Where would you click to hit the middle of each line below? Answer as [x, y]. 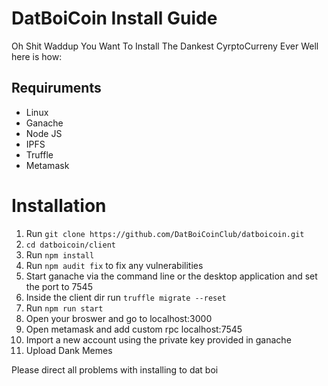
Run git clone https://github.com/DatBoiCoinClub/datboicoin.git [165, 233]
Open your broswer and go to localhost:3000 [119, 318]
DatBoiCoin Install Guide [114, 18]
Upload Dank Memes [69, 350]
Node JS [44, 133]
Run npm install [60, 254]
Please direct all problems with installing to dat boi [115, 369]
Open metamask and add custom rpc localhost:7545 [134, 329]
